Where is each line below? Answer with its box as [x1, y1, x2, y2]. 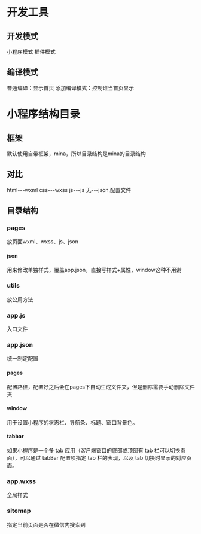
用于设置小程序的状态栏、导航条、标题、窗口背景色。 [7, 419, 138, 426]
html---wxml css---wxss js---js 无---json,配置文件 [7, 186, 132, 193]
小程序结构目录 [7, 108, 81, 121]
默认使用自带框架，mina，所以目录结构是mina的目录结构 [7, 150, 146, 157]
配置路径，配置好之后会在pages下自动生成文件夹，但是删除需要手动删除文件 [7, 383, 195, 390]
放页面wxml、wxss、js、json [7, 238, 78, 245]
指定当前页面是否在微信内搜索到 [7, 521, 86, 528]
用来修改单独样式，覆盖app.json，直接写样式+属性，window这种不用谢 [7, 266, 182, 273]
